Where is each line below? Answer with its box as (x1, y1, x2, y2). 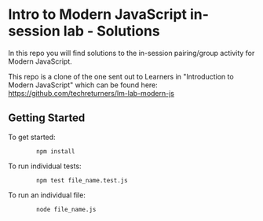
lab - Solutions (63, 22, 161, 40)
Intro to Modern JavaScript (8, 6, 187, 24)
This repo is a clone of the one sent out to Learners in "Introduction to (8, 72, 234, 81)
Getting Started (8, 112, 86, 125)
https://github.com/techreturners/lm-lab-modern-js (8, 88, 175, 98)
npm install (36, 147, 76, 155)
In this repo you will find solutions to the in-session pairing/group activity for (8, 48, 255, 57)
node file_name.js (36, 205, 97, 213)
